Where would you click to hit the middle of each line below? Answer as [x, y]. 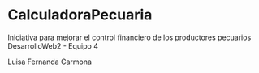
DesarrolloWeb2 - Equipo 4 [53, 45]
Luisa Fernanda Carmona [50, 62]
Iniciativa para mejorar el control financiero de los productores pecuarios [129, 37]
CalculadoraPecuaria [80, 15]
